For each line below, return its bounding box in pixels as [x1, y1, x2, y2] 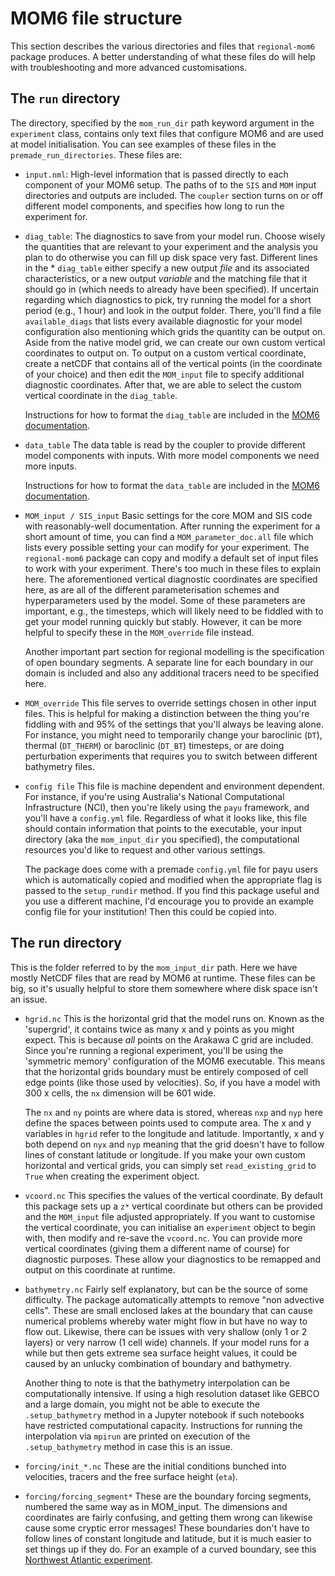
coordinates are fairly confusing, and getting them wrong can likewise [24, 1511, 313, 1523]
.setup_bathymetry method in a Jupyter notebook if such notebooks [24, 1408, 305, 1421]
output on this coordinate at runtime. [24, 1263, 176, 1276]
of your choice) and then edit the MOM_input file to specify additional [24, 368, 305, 380]
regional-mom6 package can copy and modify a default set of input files [24, 552, 319, 564]
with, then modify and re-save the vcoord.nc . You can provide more [24, 1232, 303, 1244]
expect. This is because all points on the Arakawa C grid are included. [24, 1033, 314, 1046]
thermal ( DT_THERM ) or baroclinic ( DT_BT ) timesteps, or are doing [24, 739, 285, 751]
